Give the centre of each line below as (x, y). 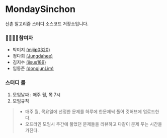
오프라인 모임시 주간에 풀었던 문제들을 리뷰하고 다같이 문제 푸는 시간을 (94, 124)
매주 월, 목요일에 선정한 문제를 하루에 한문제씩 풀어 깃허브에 (83, 111)
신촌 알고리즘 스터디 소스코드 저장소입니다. (47, 23)
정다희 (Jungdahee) (32, 56)
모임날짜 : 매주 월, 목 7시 (36, 94)
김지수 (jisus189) (29, 62)
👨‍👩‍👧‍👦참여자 (19, 37)
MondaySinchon (40, 9)
